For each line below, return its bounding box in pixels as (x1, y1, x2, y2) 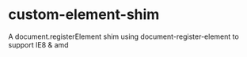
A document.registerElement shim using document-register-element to (8, 32, 239, 41)
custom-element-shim (8, 6, 160, 24)
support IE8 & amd (8, 40, 69, 49)
